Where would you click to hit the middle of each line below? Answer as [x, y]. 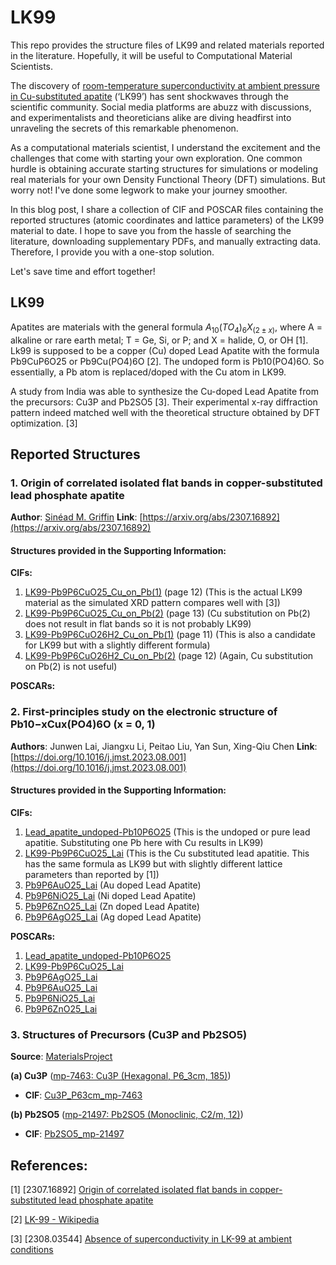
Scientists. [32, 66]
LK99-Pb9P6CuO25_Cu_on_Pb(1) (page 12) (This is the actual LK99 [163, 592]
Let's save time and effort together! [83, 271]
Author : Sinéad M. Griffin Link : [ [76, 517]
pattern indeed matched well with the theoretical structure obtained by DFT [165, 412]
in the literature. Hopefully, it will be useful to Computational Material [151, 55]
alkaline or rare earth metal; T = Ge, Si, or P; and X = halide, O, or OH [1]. [159, 340]
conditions [32, 1250]
